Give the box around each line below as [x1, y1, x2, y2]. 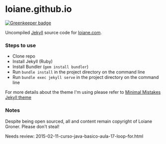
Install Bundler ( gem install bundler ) [12, 64, 88, 70]
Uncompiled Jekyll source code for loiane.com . [5, 29, 102, 35]
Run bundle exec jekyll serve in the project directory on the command [12, 74, 159, 80]
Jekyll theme [5, 94, 31, 100]
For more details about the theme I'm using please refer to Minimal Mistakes [5, 89, 161, 95]
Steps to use [5, 42, 36, 49]
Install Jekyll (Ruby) [12, 59, 53, 65]
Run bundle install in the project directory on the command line [12, 69, 145, 75]
